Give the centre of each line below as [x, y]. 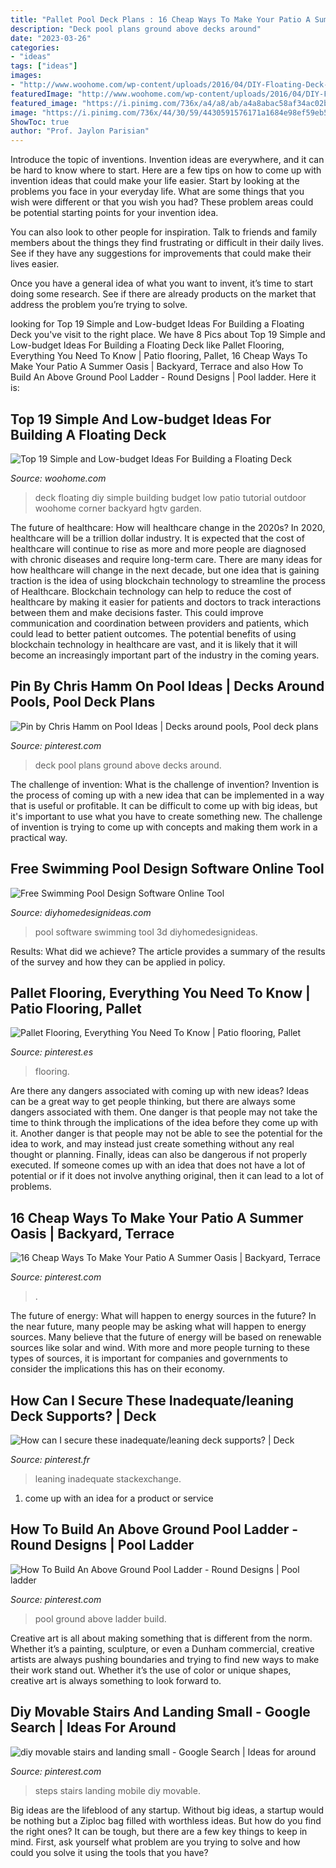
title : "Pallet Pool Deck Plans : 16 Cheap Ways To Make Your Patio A [160, 19]
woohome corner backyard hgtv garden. [118, 508]
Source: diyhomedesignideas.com [81, 912]
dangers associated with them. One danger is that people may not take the [164, 1112]
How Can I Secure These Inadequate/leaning [152, 1400]
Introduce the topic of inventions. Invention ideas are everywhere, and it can [167, 160]
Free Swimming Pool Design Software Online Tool [167, 869]
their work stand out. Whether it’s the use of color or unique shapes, [151, 1670]
